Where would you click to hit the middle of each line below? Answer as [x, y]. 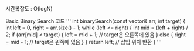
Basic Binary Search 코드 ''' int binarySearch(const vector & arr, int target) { [96, 21]
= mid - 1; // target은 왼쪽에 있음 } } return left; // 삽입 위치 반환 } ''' [84, 42]
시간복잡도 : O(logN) [29, 8]
